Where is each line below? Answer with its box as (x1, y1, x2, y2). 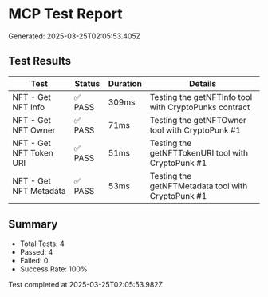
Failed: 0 (19, 255, 49, 265)
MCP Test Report (8, 5, 124, 23)
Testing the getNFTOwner (149, 114, 247, 125)
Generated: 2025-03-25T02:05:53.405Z (8, 31, 141, 41)
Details (188, 77, 217, 89)
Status (74, 77, 100, 89)
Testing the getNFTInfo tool (149, 91, 253, 102)
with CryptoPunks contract (149, 101, 250, 113)
